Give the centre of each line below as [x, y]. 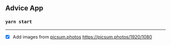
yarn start [19, 22]
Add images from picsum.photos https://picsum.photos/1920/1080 [82, 36]
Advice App [24, 8]
